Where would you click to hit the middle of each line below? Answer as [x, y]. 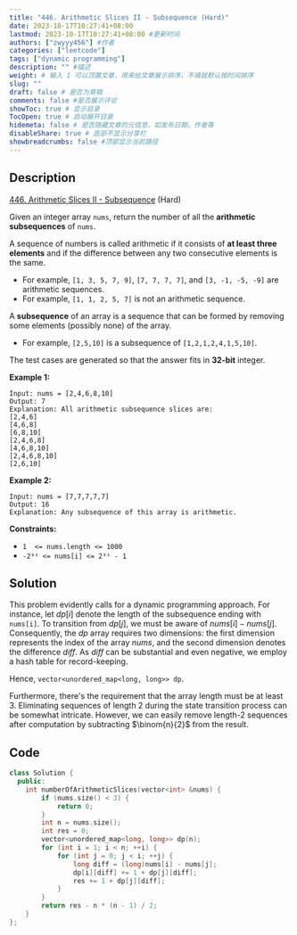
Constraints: [33, 529]
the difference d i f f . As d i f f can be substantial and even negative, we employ [148, 652]
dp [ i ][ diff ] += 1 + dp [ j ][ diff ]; [135, 873]
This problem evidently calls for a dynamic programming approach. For [140, 605]
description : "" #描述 [50, 68]
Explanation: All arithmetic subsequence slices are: [111, 409]
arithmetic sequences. [63, 289]
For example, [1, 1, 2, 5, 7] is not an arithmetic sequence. [134, 299]
